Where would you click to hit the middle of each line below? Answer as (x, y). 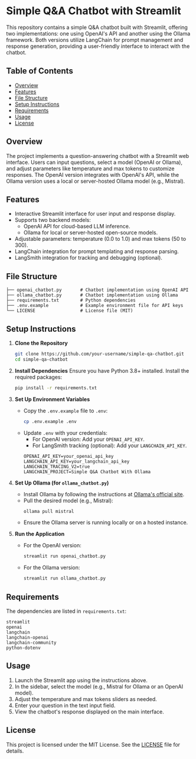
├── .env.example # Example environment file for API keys (95, 306)
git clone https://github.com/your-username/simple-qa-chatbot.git (99, 354)
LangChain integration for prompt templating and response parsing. (97, 251)
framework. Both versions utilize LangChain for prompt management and (95, 40)
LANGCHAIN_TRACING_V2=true (57, 466)
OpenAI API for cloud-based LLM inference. (77, 227)
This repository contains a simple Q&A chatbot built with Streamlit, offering (97, 27)
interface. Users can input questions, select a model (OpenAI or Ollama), (94, 162)
